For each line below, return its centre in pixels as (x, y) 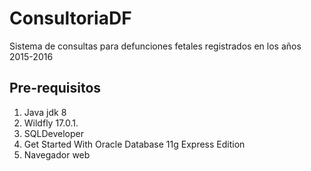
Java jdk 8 (45, 112)
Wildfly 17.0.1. (51, 123)
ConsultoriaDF (70, 18)
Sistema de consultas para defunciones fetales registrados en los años (155, 46)
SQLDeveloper (53, 133)
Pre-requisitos (55, 88)
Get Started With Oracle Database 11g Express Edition (134, 144)
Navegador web (57, 154)
